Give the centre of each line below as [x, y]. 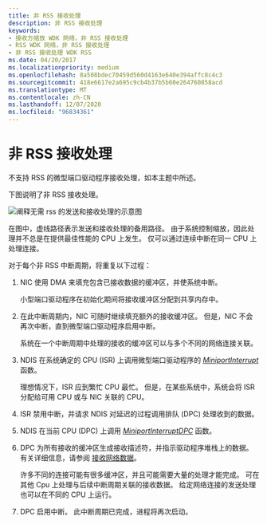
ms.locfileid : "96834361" [51, 112]
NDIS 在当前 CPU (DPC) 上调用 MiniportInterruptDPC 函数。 [118, 431]
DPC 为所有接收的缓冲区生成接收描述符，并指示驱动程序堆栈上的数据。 [136, 447]
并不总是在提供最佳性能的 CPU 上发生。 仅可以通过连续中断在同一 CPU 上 [136, 238]
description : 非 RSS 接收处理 [55, 23]
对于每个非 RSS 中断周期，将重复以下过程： [80, 265]
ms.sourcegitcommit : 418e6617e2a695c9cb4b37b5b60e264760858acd [116, 82]
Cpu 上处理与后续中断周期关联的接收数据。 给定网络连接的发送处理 [146, 484]
